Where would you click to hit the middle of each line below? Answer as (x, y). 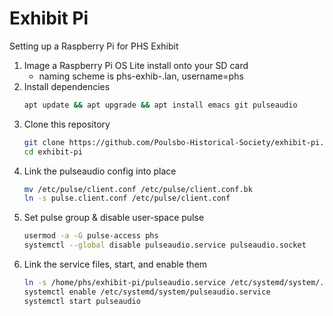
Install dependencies (67, 86)
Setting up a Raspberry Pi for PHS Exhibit (94, 46)
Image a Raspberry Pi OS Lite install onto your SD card (136, 65)
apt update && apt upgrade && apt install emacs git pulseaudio (160, 105)
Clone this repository (67, 124)
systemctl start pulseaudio (82, 301)
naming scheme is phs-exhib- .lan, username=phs (141, 76)
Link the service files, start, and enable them (115, 264)
